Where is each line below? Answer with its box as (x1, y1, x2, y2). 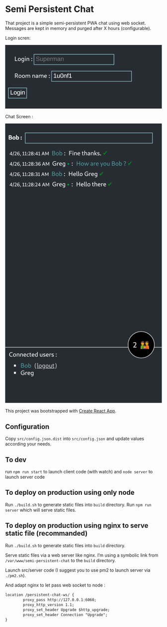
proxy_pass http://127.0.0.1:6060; (23, 597, 97, 602)
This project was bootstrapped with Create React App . (5, 408, 117, 414)
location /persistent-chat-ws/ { (5, 592, 75, 597)
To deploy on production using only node (5, 488, 135, 497)
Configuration (5, 422, 50, 431)
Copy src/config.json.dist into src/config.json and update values (5, 435, 144, 442)
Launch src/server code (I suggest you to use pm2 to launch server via (5, 567, 151, 573)
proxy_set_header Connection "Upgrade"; (23, 612, 108, 617)
